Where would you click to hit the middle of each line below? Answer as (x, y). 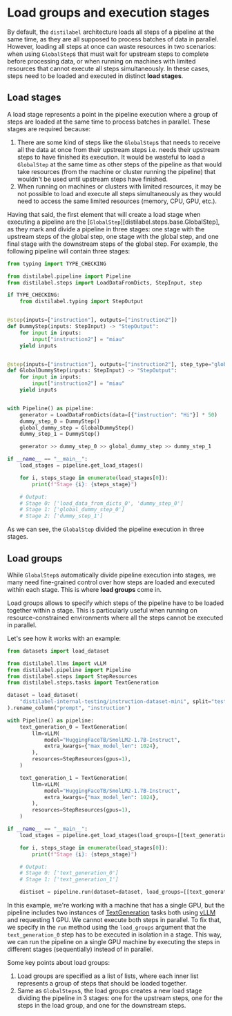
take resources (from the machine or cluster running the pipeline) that (116, 171)
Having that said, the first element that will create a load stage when (104, 214)
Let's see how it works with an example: (64, 638)
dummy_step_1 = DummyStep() (60, 434)
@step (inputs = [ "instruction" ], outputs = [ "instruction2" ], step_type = (109, 364)
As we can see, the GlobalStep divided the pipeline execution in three (106, 529)
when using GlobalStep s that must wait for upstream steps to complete (108, 54)
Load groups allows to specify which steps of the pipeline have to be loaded (116, 603)
